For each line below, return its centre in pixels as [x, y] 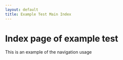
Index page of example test [62, 39]
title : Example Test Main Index [38, 14]
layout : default [22, 10]
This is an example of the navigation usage [48, 52]
